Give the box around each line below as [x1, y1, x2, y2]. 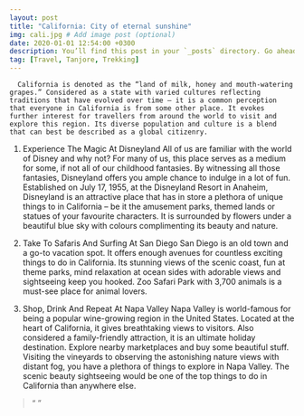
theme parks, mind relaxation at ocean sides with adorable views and [22, 267, 281, 277]
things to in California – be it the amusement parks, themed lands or [22, 201, 276, 212]
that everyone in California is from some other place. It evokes [9, 104, 265, 113]
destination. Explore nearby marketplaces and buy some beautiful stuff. [22, 342, 290, 353]
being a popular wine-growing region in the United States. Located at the [22, 313, 295, 324]
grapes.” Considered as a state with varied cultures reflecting [9, 88, 261, 97]
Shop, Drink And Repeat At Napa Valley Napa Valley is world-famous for [22, 304, 291, 314]
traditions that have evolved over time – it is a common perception [9, 96, 278, 105]
